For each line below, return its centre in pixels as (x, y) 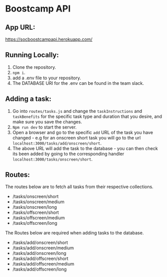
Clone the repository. (34, 67)
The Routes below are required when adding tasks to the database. (74, 233)
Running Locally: (32, 55)
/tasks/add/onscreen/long (39, 253)
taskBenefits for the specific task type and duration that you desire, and (87, 116)
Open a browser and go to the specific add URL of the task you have (83, 132)
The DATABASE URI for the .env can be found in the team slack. (78, 83)
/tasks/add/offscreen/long (39, 269)
